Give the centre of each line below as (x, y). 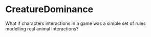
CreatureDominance (49, 9)
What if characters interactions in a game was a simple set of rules (75, 23)
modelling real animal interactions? (42, 28)
